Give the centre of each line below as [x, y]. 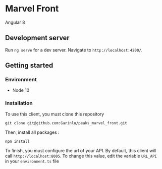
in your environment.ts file [32, 161]
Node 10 [21, 90]
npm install [17, 141]
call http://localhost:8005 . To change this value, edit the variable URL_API [81, 156]
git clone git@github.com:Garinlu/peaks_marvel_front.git [66, 123]
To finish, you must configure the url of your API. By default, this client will [81, 150]
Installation [19, 103]
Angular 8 [15, 22]
